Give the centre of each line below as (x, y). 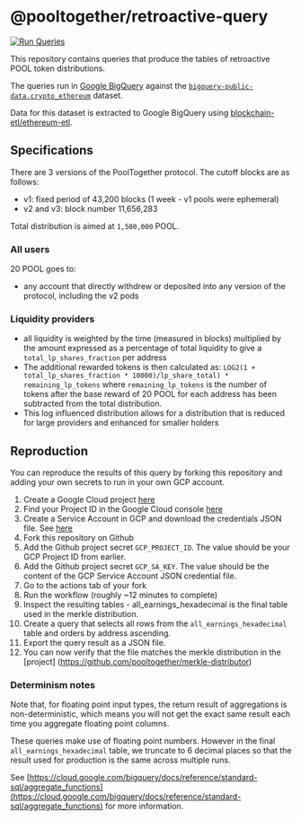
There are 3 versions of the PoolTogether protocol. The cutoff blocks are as (150, 172)
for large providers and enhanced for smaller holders (121, 423)
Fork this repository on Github (78, 538)
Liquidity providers (53, 319)
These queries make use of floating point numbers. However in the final (143, 741)
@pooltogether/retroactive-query (139, 17)
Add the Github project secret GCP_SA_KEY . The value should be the (146, 567)
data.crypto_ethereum (51, 96)
